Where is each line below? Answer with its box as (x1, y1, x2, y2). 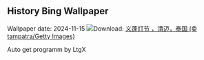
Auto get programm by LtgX (7, 45, 86, 53)
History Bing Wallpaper (7, 5, 109, 17)
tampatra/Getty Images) (7, 32, 76, 40)
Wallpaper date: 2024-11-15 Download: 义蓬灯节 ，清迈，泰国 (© (7, 24, 198, 33)
